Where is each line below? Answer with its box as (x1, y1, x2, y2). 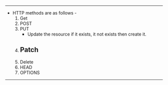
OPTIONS (19, 69, 40, 75)
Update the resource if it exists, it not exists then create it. (27, 31, 146, 37)
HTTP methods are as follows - (12, 10, 77, 15)
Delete (19, 58, 34, 65)
